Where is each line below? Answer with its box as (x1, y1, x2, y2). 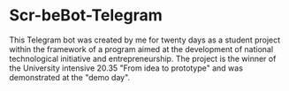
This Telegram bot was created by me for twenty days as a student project (9, 34, 281, 45)
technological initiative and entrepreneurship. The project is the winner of (9, 53, 277, 64)
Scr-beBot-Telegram (9, 5, 164, 26)
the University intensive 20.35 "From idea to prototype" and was (9, 63, 243, 73)
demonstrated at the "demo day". (9, 72, 131, 82)
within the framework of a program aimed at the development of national (9, 43, 274, 54)
